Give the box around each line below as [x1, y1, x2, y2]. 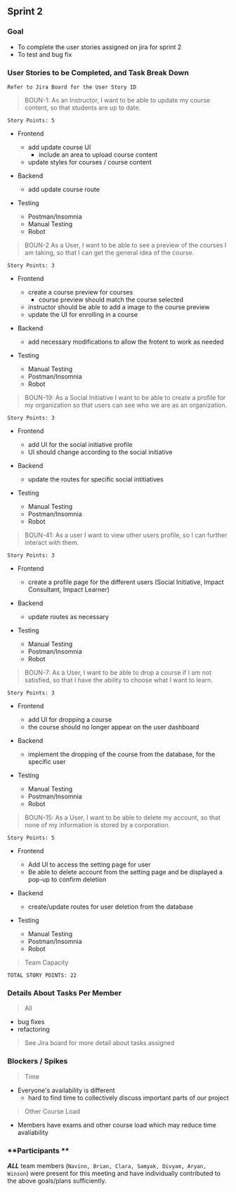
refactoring [17, 1025, 51, 1034]
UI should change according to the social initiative [27, 448, 173, 456]
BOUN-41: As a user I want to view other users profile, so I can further [24, 531, 228, 539]
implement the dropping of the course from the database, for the [27, 750, 216, 758]
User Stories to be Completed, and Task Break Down [7, 67, 190, 77]
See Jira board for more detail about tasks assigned [24, 1039, 175, 1047]
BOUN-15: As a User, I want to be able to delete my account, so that [24, 813, 221, 822]
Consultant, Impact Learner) [27, 585, 110, 593]
